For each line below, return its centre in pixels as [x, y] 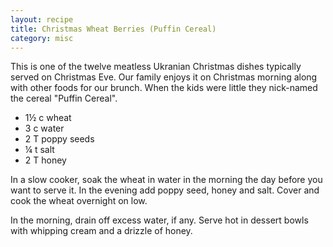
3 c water [44, 128]
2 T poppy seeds [59, 139]
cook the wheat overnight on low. [79, 201]
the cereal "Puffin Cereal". [64, 98]
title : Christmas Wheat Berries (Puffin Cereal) [113, 29]
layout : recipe [42, 19]
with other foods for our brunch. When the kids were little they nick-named [164, 88]
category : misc [42, 38]
